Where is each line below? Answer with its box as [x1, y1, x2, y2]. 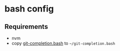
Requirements [4, 23, 48, 31]
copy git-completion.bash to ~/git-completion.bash [11, 40, 115, 46]
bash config [4, 3, 54, 14]
